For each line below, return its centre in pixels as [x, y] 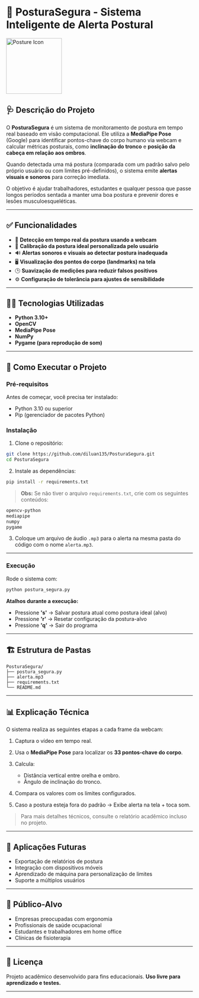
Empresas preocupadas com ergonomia [63, 919]
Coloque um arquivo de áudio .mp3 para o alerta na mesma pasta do [98, 538]
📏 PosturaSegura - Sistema [74, 12]
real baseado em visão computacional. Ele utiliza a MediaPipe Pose [89, 134]
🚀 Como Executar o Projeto [57, 367]
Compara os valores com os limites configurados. [75, 793]
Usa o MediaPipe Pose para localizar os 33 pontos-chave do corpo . [99, 752]
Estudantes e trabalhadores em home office [68, 931]
